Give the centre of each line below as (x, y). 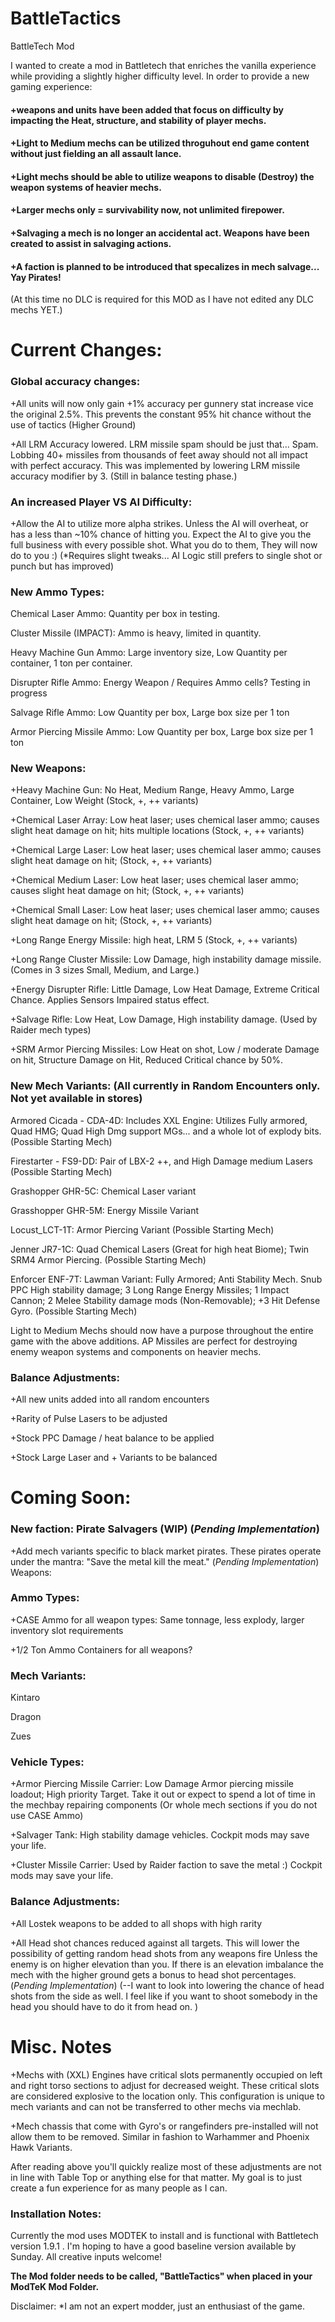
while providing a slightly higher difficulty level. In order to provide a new (160, 76)
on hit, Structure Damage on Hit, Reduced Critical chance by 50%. (146, 1060)
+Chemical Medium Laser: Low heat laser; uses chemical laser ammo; (154, 880)
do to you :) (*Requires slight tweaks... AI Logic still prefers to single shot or (166, 555)
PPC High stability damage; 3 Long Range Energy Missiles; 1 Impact (150, 1289)
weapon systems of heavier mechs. (86, 187)
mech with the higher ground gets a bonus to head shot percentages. (153, 1974)
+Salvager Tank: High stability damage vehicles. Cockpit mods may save (160, 1835)
